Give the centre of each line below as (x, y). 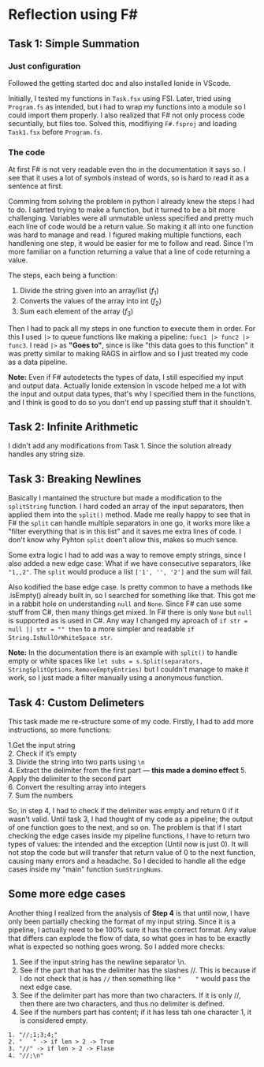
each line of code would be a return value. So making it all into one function (131, 227)
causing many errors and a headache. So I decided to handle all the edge (127, 861)
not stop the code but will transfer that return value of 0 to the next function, (132, 852)
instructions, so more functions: (60, 730)
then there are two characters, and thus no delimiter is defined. (122, 1003)
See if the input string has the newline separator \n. (103, 961)
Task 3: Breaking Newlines (75, 479)
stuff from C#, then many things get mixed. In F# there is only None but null (130, 612)
